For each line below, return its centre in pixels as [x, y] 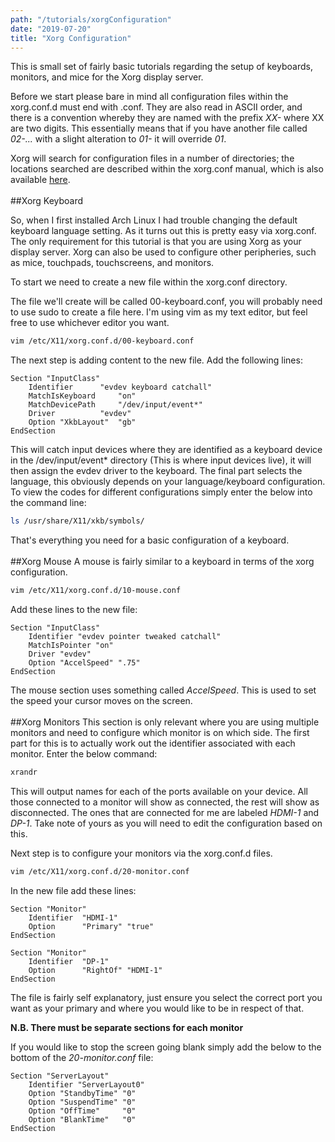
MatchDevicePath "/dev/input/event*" [115, 405]
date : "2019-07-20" [51, 29]
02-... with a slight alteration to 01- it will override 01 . [118, 139]
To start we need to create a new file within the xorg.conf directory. [149, 282]
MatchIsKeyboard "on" [82, 396]
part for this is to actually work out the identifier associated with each [153, 743]
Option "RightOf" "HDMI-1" [95, 970]
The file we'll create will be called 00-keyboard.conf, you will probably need [166, 302]
